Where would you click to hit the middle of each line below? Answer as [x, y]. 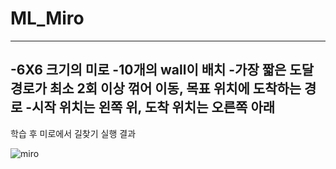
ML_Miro [47, 18]
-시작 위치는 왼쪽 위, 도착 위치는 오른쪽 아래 [150, 107]
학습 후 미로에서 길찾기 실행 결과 [73, 133]
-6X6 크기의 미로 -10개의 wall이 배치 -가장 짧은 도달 [162, 70]
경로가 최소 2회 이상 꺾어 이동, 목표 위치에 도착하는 [156, 88]
